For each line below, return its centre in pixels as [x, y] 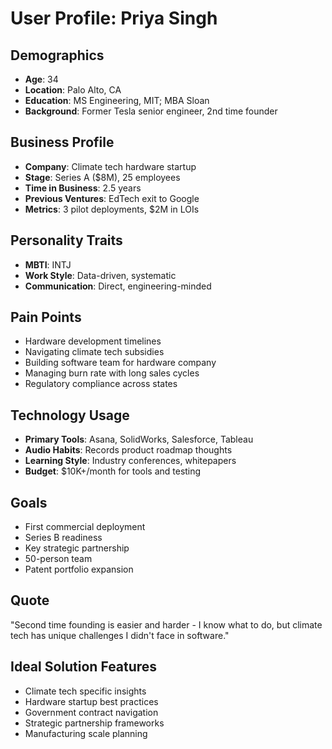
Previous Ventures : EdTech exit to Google [112, 198]
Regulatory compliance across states [101, 384]
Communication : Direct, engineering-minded [118, 286]
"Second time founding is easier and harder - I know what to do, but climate [166, 624]
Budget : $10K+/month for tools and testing [113, 471]
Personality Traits [66, 240]
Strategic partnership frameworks [94, 723]
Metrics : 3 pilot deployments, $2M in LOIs [112, 209]
